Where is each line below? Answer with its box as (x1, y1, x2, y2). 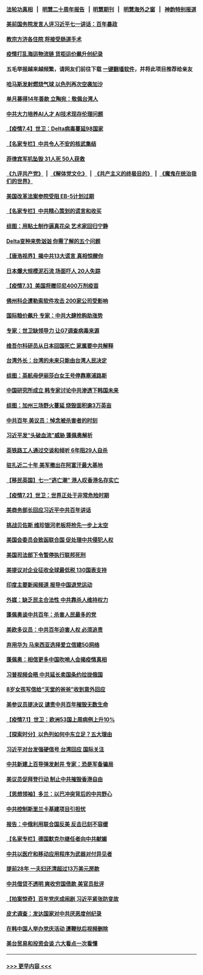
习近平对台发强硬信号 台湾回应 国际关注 (6, 745, 105, 753)
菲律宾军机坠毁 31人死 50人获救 (6, 155, 85, 162)
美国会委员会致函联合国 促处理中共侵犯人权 (6, 536, 114, 544)
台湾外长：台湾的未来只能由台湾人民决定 (6, 357, 107, 364)
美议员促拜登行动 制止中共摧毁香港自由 (6, 775, 103, 782)
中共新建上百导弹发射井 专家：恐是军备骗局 (6, 761, 114, 768)
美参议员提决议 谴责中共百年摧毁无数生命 (6, 701, 109, 708)
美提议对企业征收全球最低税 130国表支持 (6, 566, 107, 573)
